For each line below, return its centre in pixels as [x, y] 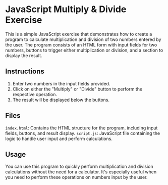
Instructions [25, 72]
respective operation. [35, 94]
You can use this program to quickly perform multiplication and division [79, 167]
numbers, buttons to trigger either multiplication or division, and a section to [84, 50]
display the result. [24, 55]
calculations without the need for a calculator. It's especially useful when [81, 172]
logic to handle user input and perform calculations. [59, 138]
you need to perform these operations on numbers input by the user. [76, 177]
